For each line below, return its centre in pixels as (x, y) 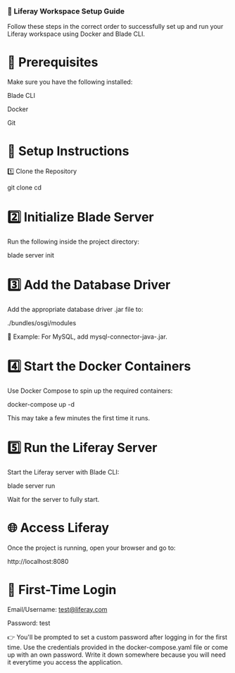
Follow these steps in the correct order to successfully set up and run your (115, 27)
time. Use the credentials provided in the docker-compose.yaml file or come (118, 647)
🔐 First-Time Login (62, 590)
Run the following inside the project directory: (73, 241)
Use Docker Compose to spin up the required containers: (90, 391)
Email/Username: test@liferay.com (57, 609)
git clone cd (25, 188)
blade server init (31, 256)
